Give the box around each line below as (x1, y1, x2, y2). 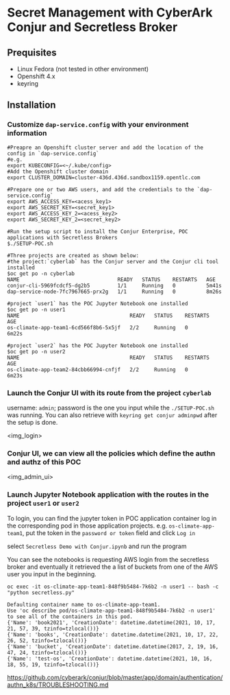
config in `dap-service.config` (7, 150, 99, 157)
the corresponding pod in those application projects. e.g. (7, 521, 168, 530)
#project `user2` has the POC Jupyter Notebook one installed (7, 342, 188, 349)
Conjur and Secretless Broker (7, 19, 178, 35)
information (7, 128, 47, 138)
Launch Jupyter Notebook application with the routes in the (7, 490, 209, 499)
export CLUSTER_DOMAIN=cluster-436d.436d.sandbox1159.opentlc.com (7, 174, 201, 181)
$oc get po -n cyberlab (7, 270, 75, 277)
